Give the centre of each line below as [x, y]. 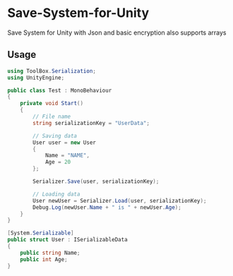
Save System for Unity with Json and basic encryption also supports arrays [117, 32]
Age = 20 [58, 162]
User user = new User [65, 143]
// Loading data [56, 194]
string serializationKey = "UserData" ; [91, 123]
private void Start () [52, 104]
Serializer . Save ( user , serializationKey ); [96, 181]
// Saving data [55, 136]
